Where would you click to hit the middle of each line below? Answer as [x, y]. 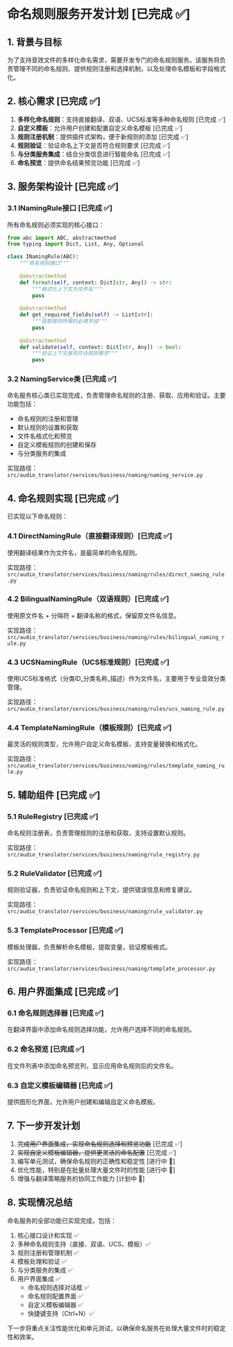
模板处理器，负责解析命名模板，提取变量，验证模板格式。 [89, 947]
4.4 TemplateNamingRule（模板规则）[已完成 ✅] [89, 728]
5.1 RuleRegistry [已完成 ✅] [53, 816]
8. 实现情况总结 [40, 1202]
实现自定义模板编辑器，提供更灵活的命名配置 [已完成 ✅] [97, 1152]
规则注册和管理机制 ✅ [48, 1253]
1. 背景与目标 [35, 42]
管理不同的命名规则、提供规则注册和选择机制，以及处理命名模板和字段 [113, 69]
